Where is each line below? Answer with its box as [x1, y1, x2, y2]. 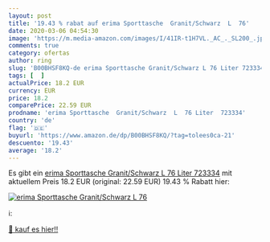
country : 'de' [8, 117, 56, 125]
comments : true [8, 42, 59, 50]
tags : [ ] [8, 72, 45, 80]
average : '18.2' [8, 146, 63, 154]
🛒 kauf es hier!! [8, 224, 59, 234]
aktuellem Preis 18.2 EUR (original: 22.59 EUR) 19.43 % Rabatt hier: [8, 177, 231, 187]
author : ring [8, 57, 52, 65]
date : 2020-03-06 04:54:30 [8, 27, 99, 35]
